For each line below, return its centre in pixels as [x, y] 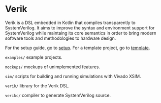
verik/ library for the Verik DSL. [37, 86]
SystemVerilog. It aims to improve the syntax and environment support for [80, 27]
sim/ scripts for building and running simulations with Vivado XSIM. [73, 76]
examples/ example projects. [34, 57]
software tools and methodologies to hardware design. [61, 38]
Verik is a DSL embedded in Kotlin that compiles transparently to [70, 23]
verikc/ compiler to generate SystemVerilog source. [58, 95]
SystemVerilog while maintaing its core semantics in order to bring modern [81, 33]
